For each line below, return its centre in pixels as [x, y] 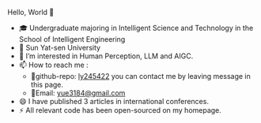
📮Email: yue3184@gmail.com [78, 93]
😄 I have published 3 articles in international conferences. [113, 101]
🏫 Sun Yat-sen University [59, 48]
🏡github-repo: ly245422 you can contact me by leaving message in [140, 76]
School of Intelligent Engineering [72, 39]
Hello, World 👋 [31, 12]
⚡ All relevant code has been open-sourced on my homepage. [120, 110]
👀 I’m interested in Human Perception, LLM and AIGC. [106, 56]
